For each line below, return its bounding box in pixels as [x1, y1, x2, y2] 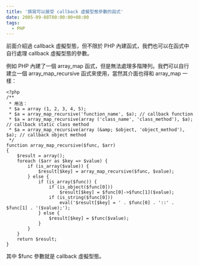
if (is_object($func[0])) [48, 184, 113, 191]
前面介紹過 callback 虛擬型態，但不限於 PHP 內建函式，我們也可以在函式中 [6, 42, 189, 49]
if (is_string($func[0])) [48, 195, 113, 201]
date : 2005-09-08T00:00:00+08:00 [6, 14, 89, 20]
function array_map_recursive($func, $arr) [6, 142, 116, 149]
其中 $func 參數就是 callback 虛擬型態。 [6, 252, 105, 260]
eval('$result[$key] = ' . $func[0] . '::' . [59, 200, 175, 206]
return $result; [17, 236, 58, 242]
